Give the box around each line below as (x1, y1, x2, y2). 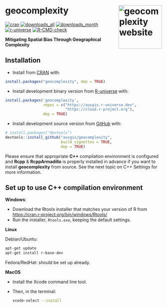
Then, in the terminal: (12, 289, 56, 295)
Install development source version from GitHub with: (12, 121, 122, 127)
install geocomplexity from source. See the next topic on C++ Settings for (5, 163, 158, 169)
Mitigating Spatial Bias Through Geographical (5, 36, 101, 42)
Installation (5, 56, 41, 65)
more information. (5, 169, 42, 175)
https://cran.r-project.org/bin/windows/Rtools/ (12, 212, 108, 218)
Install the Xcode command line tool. (12, 279, 87, 285)
